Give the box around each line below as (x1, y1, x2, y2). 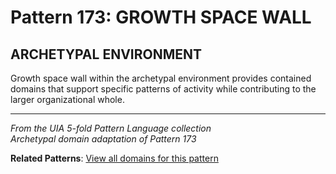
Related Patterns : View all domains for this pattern (10, 152, 219, 164)
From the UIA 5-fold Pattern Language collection (10, 122, 212, 134)
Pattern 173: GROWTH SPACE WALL (10, 6, 312, 29)
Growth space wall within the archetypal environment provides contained (10, 72, 312, 84)
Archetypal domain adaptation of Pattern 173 (10, 133, 197, 145)
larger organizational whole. (10, 94, 125, 105)
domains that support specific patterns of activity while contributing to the (10, 83, 317, 95)
